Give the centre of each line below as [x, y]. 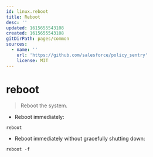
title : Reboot [23, 17]
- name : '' [25, 50]
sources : [17, 45]
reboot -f [18, 149]
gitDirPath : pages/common [38, 39]
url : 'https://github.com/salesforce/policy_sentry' [82, 55]
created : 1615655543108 [35, 33]
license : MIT [33, 60]
